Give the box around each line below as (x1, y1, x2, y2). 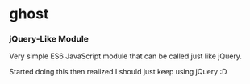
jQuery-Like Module (9, 34, 90, 45)
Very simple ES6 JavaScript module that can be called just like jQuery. (9, 51, 243, 61)
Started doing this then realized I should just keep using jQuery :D (9, 67, 227, 77)
